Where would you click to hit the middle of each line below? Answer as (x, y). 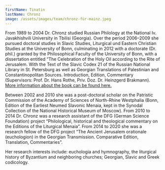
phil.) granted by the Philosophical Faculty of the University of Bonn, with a (81, 54)
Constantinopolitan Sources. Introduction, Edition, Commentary (69, 75)
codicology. (17, 162)
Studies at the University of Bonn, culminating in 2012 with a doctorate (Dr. (81, 49)
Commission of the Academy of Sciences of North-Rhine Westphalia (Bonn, (82, 100)
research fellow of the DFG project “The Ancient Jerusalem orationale (76, 132)
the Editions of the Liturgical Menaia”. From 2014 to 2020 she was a (74, 127)
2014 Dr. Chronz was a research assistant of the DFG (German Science (77, 116)
